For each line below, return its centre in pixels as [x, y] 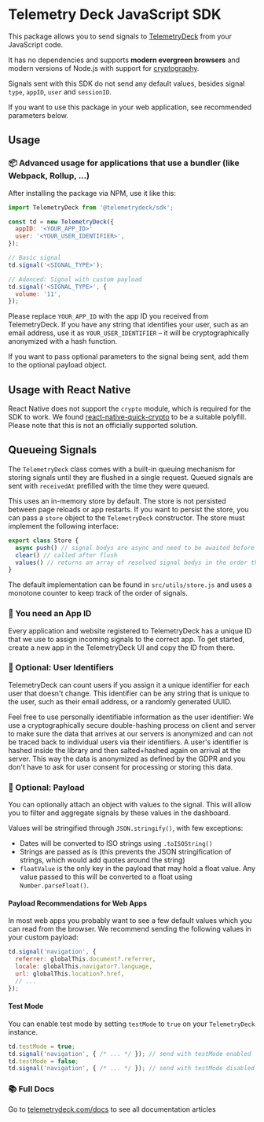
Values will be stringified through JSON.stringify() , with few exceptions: [126, 829]
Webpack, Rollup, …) [49, 176]
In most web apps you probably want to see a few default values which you [130, 921]
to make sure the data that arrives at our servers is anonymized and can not [131, 733]
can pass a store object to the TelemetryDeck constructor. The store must [126, 518]
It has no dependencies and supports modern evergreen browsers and [124, 60]
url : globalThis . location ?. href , [70, 973]
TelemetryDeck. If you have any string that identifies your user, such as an [128, 325]
